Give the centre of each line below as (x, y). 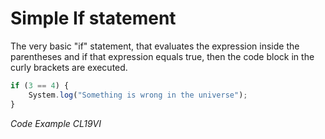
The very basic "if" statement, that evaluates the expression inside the (155, 46)
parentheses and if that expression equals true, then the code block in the (162, 56)
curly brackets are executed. (69, 67)
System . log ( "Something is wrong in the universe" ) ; (138, 95)
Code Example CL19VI (56, 123)
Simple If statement (93, 18)
